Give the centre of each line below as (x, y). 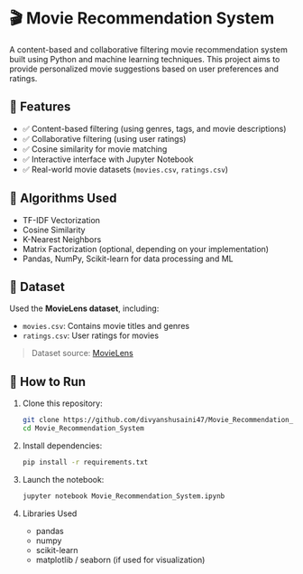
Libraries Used (50, 513)
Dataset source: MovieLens (82, 353)
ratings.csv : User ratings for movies (91, 335)
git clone (41, 420)
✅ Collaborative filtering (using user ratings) (104, 138)
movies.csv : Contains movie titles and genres (106, 326)
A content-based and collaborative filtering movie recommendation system (149, 49)
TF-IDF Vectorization (61, 220)
